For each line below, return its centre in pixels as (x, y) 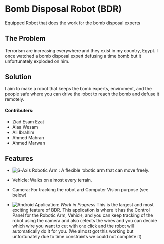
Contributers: (19, 111)
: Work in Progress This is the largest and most (106, 204)
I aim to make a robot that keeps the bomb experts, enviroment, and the (79, 88)
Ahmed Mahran (28, 137)
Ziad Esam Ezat (28, 122)
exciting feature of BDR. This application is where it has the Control (81, 210)
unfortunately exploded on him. (37, 61)
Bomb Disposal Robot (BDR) (64, 9)
